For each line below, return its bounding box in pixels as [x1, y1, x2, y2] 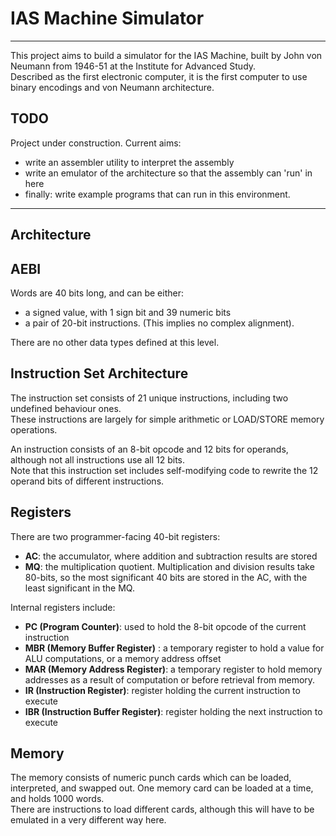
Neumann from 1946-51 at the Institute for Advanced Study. [10, 60, 257, 72]
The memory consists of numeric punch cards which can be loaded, [10, 772, 292, 784]
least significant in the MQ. [24, 582, 135, 594]
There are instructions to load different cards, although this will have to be [10, 803, 315, 816]
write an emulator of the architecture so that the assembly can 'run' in [24, 167, 313, 179]
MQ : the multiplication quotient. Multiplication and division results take [24, 560, 315, 572]
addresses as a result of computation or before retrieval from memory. [24, 673, 316, 686]
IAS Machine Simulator [10, 7, 205, 30]
